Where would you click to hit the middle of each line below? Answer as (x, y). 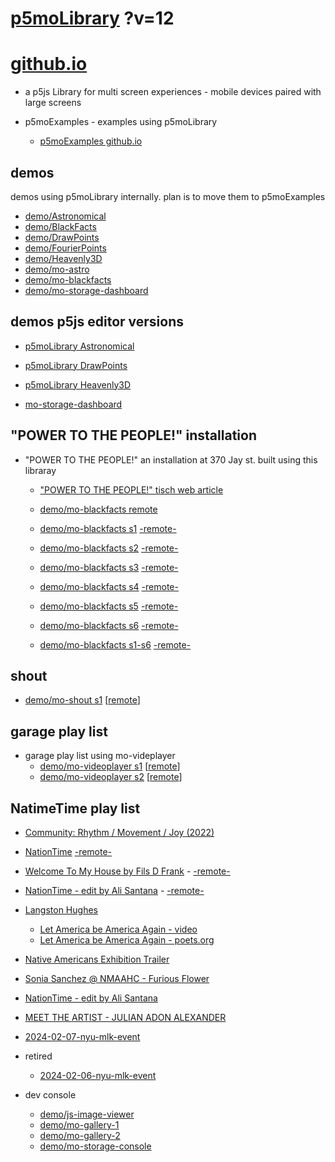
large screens (53, 103)
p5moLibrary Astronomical (79, 346)
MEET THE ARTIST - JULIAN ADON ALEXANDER (125, 1017)
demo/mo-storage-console (95, 1146)
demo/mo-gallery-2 (80, 1135)
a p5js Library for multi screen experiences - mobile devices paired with (173, 92)
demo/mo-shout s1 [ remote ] (82, 700)
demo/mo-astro (57, 269)
